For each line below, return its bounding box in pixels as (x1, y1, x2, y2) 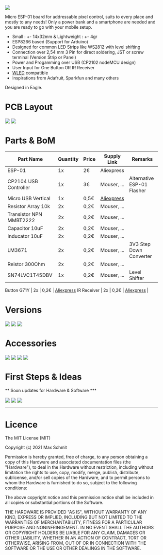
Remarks (131, 156, 153, 163)
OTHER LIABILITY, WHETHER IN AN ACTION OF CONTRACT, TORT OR (5, 535, 147, 541)
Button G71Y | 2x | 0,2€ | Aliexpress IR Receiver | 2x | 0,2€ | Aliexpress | (5, 287, 149, 293)
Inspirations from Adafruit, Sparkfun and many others (12, 75, 119, 81)
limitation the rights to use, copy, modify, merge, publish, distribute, (5, 470, 140, 476)
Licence (5, 419, 38, 430)
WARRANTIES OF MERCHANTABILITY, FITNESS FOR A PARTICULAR (5, 519, 142, 525)
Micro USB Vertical (7, 195, 51, 202)
